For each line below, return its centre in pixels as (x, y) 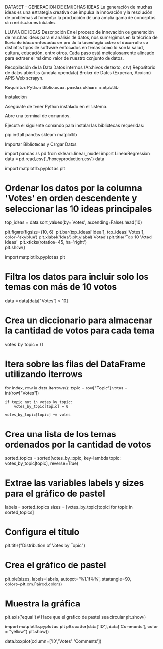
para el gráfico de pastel (55, 493)
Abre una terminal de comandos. (38, 116)
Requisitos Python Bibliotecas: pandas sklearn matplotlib (62, 87)
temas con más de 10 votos (61, 287)
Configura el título (42, 532)
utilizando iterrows (44, 374)
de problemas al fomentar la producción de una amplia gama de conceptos (80, 17)
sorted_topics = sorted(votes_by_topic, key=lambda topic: (63, 458)
